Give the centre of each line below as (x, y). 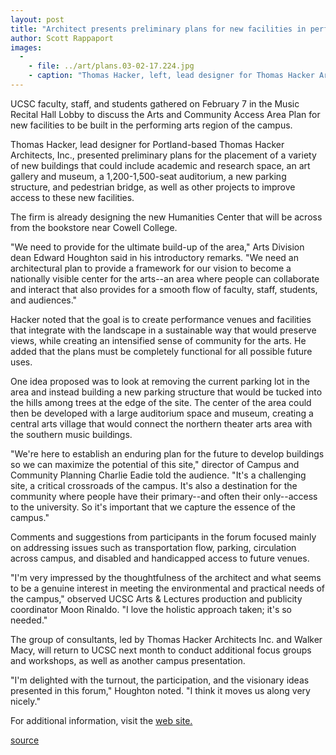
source (25, 740)
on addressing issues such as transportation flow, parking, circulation (153, 547)
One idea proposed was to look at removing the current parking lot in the (160, 381)
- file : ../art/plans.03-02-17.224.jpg (111, 66)
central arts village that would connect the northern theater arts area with (161, 423)
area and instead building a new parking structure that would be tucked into (166, 392)
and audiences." (44, 300)
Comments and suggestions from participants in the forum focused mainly (163, 537)
